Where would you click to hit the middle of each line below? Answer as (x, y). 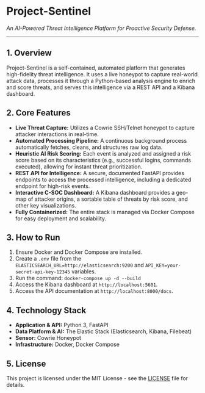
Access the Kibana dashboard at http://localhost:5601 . (86, 284)
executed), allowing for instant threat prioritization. (79, 167)
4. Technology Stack (46, 310)
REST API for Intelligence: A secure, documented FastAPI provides (100, 173)
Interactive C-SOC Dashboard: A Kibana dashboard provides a (95, 192)
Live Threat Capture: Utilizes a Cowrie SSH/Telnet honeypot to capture (105, 128)
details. (16, 385)
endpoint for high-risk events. (52, 186)
